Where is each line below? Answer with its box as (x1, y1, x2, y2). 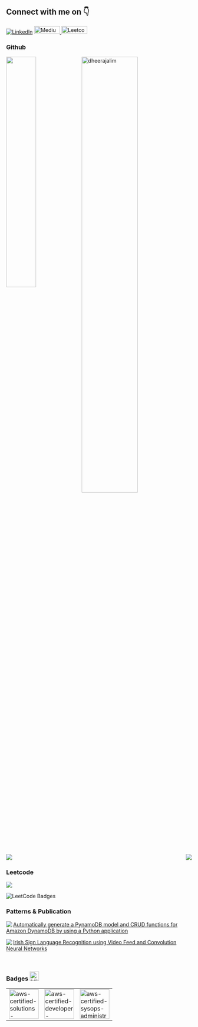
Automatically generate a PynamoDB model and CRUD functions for (13, 921, 178, 928)
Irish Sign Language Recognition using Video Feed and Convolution (13, 938, 177, 945)
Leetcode (6, 868, 34, 876)
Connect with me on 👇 (6, 7, 90, 17)
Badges (6, 974, 28, 983)
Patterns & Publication (6, 908, 72, 916)
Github (6, 43, 27, 51)
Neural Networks (6, 945, 48, 952)
